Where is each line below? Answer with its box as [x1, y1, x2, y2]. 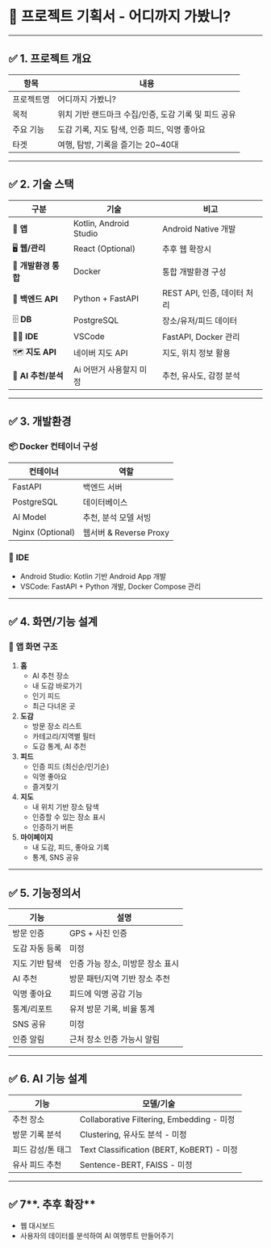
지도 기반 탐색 [12, 958, 62, 970]
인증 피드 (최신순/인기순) [31, 762, 110, 772]
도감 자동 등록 [12, 943, 62, 954]
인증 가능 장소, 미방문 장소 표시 [69, 958, 180, 970]
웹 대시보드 [19, 1221, 56, 1230]
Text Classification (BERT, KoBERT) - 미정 [79, 1144, 238, 1155]
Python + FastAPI [73, 292, 140, 304]
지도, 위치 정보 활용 [162, 348, 231, 359]
